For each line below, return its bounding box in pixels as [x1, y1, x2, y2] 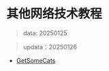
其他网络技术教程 [6, 6, 103, 22]
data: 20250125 [22, 28, 67, 37]
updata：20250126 [22, 43, 78, 51]
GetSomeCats [16, 56, 56, 64]
